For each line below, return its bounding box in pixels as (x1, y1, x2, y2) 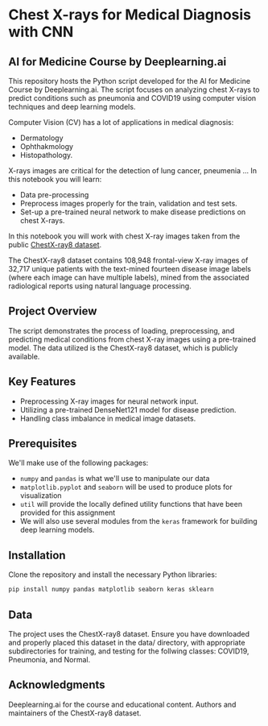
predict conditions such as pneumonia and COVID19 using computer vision (8, 93, 257, 102)
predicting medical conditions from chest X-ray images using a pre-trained (8, 334, 256, 344)
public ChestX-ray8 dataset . (8, 240, 102, 249)
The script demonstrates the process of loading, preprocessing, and (8, 326, 235, 335)
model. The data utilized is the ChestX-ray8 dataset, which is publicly (8, 342, 239, 352)
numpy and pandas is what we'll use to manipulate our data (19, 474, 210, 483)
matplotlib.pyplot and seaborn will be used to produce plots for (19, 482, 233, 492)
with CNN (8, 23, 74, 41)
